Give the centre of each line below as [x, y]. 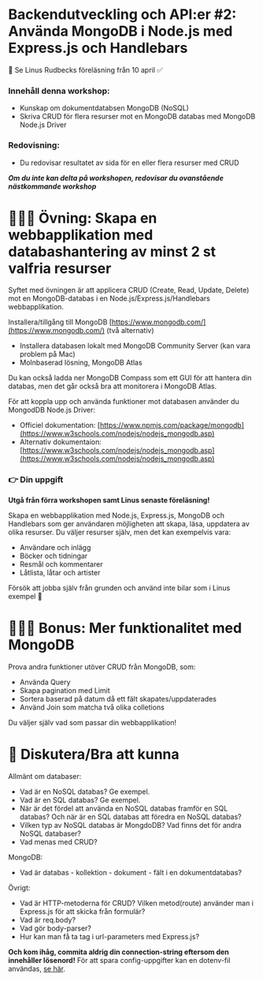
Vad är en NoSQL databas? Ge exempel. [85, 792]
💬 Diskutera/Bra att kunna [94, 754]
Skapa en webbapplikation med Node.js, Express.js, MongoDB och [116, 515]
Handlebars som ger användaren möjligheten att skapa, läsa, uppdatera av [129, 523]
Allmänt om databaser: [45, 776]
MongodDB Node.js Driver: [52, 410]
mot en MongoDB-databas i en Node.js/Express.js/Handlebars [109, 298]
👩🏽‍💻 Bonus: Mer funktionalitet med [125, 628]
